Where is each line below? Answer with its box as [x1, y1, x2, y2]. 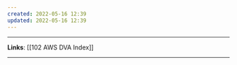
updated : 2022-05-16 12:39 [7, 17, 87, 24]
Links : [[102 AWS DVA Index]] [7, 43, 94, 52]
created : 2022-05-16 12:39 [7, 10, 87, 18]
